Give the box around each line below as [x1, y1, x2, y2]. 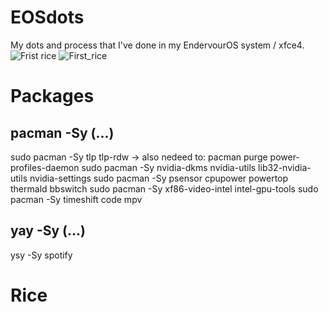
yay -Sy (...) [10, 222, 86, 240]
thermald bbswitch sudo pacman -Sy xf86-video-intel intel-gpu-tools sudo [10, 182, 319, 195]
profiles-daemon [10, 161, 80, 173]
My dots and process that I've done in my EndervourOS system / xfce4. [10, 39, 305, 51]
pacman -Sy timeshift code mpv [10, 193, 143, 205]
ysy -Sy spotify [10, 249, 73, 261]
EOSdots [10, 6, 85, 29]
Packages [10, 85, 95, 108]
